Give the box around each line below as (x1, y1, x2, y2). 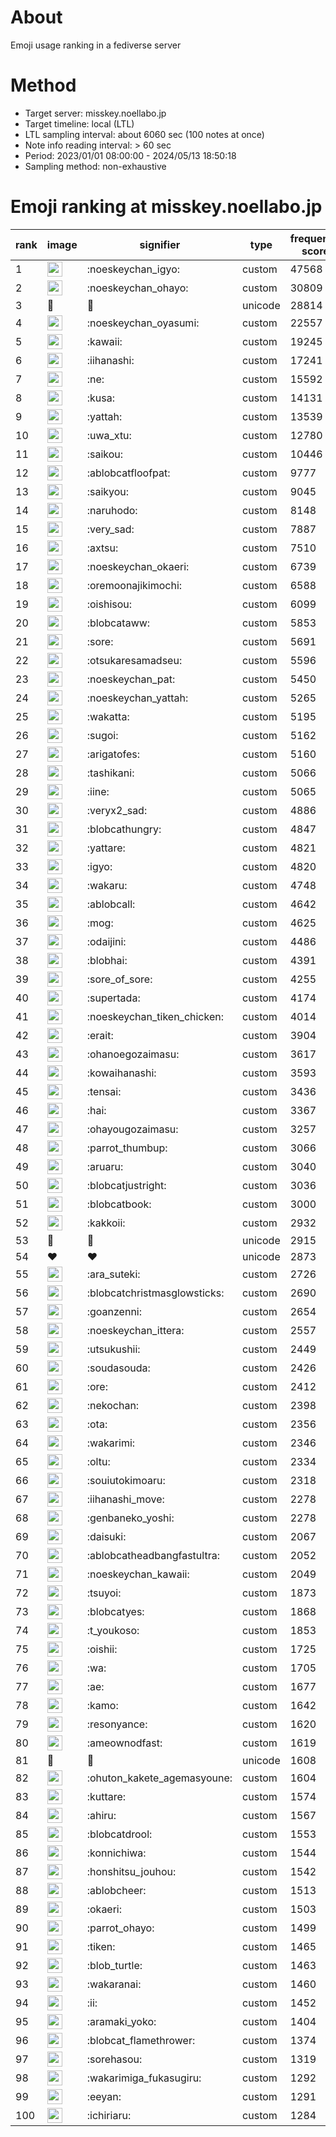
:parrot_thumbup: (86, 1141, 168, 1155)
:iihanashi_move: (86, 1492, 165, 1506)
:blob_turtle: (86, 1958, 143, 1972)
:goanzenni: (86, 1304, 143, 1318)
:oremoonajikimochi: (86, 578, 183, 592)
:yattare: (86, 841, 126, 855)
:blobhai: (86, 953, 128, 967)
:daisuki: (86, 1529, 127, 1543)
